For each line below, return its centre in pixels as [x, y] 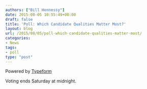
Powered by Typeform [28, 71]
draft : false [19, 19]
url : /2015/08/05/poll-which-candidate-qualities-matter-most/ [74, 33]
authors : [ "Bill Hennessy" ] [35, 10]
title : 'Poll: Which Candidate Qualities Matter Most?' [66, 24]
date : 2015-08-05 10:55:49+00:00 [41, 15]
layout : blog [19, 29]
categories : [18, 38]
